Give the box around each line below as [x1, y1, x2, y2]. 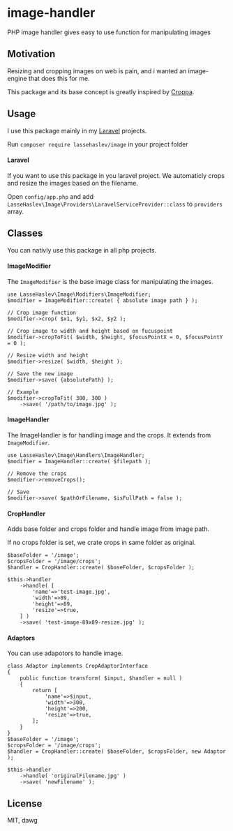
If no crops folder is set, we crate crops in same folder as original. [7, 539, 197, 547]
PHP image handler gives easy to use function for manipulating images [7, 28, 211, 36]
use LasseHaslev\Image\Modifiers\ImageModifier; [7, 291, 151, 298]
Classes [7, 227, 43, 239]
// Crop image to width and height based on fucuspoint [7, 327, 173, 334]
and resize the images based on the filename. [7, 179, 138, 187]
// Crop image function [7, 309, 77, 316]
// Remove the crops [7, 470, 68, 477]
